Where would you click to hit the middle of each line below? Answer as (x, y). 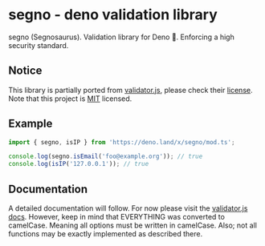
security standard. (39, 45)
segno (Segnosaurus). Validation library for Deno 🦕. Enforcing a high (121, 37)
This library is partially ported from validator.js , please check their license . (130, 90)
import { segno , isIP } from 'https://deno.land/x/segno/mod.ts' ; (122, 142)
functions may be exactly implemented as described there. (106, 234)
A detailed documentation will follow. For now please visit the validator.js (128, 208)
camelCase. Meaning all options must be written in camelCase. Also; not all (132, 225)
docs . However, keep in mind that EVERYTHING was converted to (116, 217)
